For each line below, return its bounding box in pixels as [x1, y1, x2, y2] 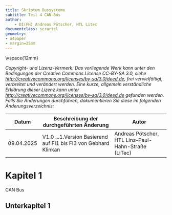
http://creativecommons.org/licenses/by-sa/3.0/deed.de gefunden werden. [5, 92, 165, 98]
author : [5, 17, 22, 22]
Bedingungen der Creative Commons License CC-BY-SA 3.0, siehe [5, 70, 147, 76]
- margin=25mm [5, 41, 36, 46]
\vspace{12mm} [5, 55, 39, 61]
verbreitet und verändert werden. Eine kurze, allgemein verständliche [5, 81, 152, 87]
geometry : [5, 31, 27, 36]
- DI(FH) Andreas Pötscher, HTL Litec [14, 21, 97, 27]
